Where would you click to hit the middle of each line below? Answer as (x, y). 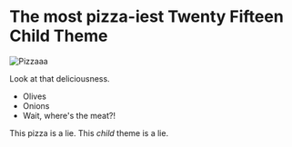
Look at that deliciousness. (60, 78)
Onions (36, 105)
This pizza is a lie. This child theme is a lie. (89, 132)
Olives (35, 96)
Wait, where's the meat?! (69, 115)
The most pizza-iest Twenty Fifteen (146, 17)
